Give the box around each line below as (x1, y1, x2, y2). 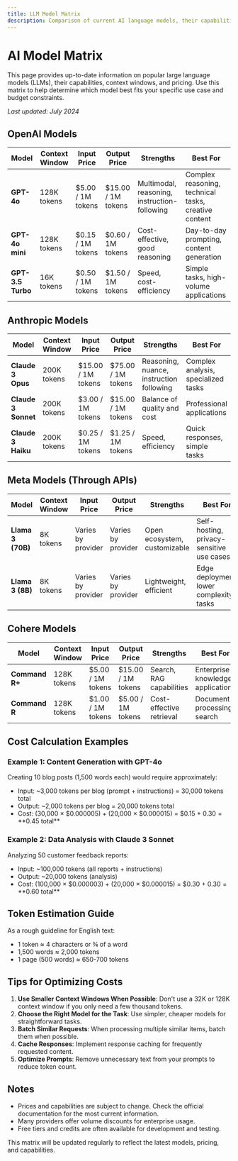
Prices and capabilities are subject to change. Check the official (17, 1102, 204, 1111)
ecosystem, (144, 533, 184, 543)
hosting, (196, 525, 224, 535)
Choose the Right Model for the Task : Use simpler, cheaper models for (17, 1010, 227, 1018)
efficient (144, 585, 173, 595)
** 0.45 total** (17, 817, 60, 826)
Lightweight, (144, 576, 186, 586)
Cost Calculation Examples (7, 735, 129, 748)
